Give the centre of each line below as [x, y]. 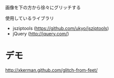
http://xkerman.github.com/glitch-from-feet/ [51, 70]
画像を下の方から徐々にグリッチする [43, 7]
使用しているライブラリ [30, 18]
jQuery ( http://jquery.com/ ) [41, 34]
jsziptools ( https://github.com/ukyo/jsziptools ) [61, 28]
